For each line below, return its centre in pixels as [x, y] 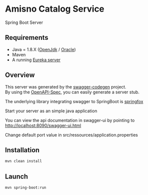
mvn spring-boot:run [26, 188]
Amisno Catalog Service [55, 9]
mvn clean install [23, 161]
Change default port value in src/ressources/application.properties [72, 135]
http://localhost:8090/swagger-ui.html [43, 125]
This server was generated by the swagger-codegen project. [66, 87]
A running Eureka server [36, 60]
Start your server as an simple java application [51, 111]
